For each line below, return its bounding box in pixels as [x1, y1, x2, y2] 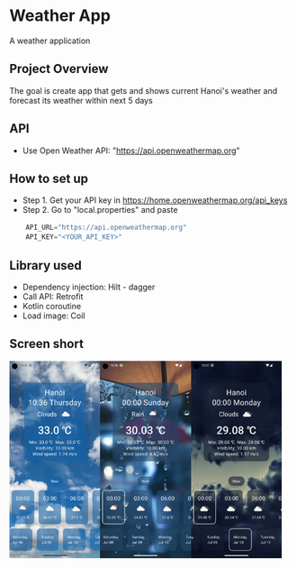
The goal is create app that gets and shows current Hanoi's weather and [9, 85, 278, 96]
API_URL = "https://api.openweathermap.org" [25, 223, 187, 233]
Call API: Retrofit [22, 290, 84, 302]
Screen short [9, 336, 84, 352]
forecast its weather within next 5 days [9, 95, 153, 105]
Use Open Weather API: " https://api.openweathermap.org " [22, 145, 240, 156]
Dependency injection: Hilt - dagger [22, 281, 156, 292]
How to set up [9, 170, 88, 186]
